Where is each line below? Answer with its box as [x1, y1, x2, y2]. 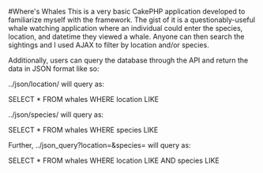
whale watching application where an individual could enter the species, [8, 24, 243, 32]
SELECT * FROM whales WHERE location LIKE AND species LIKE [8, 156, 220, 165]
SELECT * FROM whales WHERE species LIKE [8, 126, 159, 134]
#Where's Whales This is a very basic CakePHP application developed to [8, 7, 246, 16]
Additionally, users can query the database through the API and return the [8, 55, 249, 65]
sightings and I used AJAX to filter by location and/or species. [8, 40, 209, 50]
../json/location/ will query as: [8, 79, 105, 88]
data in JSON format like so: [8, 64, 100, 73]
